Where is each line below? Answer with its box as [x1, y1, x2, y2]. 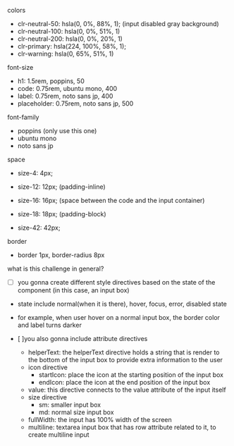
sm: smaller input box [38, 401, 101, 409]
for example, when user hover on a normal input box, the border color [17, 314, 221, 322]
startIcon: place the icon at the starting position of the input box [38, 371, 224, 379]
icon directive [27, 363, 68, 372]
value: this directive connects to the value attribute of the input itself [27, 385, 227, 394]
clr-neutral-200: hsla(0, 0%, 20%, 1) [17, 35, 123, 43]
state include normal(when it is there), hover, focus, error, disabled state [17, 299, 228, 309]
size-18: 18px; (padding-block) [17, 210, 107, 218]
